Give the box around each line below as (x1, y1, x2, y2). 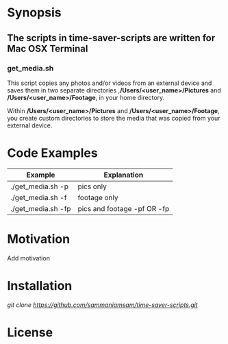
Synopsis (7, 5, 62, 21)
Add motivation (7, 254, 50, 262)
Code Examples (7, 145, 98, 161)
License (7, 324, 53, 340)
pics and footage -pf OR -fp (77, 204, 170, 213)
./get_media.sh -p (10, 182, 68, 191)
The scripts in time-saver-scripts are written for (7, 32, 216, 44)
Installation (7, 278, 73, 293)
